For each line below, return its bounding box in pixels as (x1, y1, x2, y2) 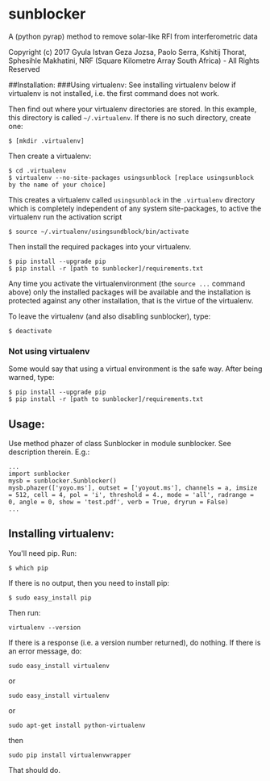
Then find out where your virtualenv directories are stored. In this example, (8, 104, 257, 114)
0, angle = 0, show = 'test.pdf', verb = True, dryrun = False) (8, 498, 229, 507)
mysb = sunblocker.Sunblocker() (8, 477, 117, 485)
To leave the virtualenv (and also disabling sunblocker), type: (8, 311, 211, 321)
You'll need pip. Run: (8, 548, 77, 558)
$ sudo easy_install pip (8, 594, 92, 602)
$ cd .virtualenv (8, 166, 67, 174)
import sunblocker (8, 470, 70, 478)
